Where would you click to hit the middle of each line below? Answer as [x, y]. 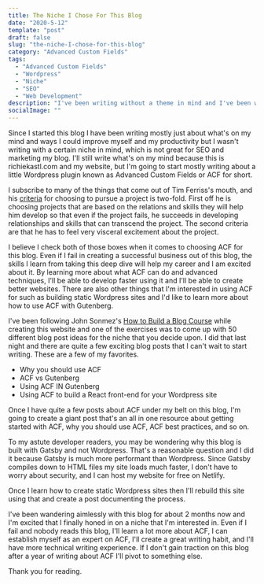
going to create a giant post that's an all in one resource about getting [121, 418]
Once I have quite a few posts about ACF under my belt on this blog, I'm [125, 410]
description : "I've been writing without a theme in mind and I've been [130, 103]
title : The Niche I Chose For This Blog [75, 15]
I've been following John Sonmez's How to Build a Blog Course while [120, 321]
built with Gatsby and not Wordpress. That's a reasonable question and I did [131, 450]
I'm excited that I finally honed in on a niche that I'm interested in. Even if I [128, 523]
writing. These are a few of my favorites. [73, 354]
